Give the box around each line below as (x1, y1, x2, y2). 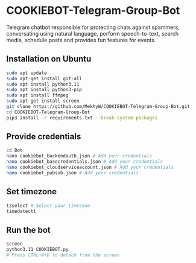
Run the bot (6, 224, 51, 235)
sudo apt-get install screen (6, 98, 80, 104)
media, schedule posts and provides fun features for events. (6, 36, 156, 43)
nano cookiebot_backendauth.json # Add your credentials (6, 153, 153, 159)
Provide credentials (6, 131, 81, 142)
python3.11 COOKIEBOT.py (6, 247, 69, 253)
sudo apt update (6, 70, 47, 76)
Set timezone (6, 186, 57, 197)
